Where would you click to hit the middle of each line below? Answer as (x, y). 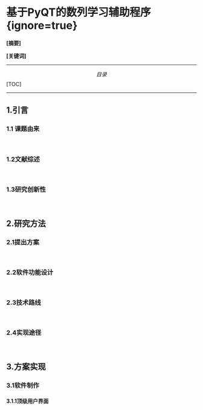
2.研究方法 (26, 223)
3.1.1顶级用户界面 (27, 401)
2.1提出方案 (23, 242)
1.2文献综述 (23, 159)
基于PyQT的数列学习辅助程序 (79, 12)
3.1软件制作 (23, 385)
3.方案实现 (26, 367)
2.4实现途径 (24, 333)
